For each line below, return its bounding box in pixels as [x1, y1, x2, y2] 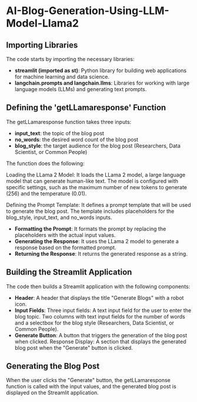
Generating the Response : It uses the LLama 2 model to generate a [14, 237, 179, 244]
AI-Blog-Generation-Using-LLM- [6, 4, 169, 18]
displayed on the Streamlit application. [6, 389, 99, 396]
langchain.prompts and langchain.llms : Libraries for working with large [14, 79, 190, 86]
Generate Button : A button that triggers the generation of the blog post [14, 331, 187, 339]
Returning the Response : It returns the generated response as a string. [14, 250, 188, 257]
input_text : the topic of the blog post [14, 129, 105, 136]
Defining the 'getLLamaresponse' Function [6, 103, 166, 113]
